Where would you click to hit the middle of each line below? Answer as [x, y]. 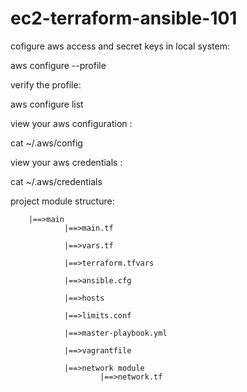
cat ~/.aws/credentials [56, 181]
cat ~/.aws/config [46, 143]
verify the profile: [46, 84]
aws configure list [47, 104]
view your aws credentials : [66, 162]
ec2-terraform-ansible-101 [124, 18]
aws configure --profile [58, 65]
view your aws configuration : [71, 123]
